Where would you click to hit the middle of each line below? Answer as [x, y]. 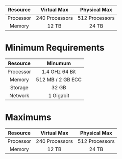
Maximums [28, 118]
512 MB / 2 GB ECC [59, 79]
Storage [19, 87]
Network [19, 95]
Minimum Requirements [55, 48]
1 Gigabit [59, 95]
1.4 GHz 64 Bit [59, 72]
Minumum [59, 63]
